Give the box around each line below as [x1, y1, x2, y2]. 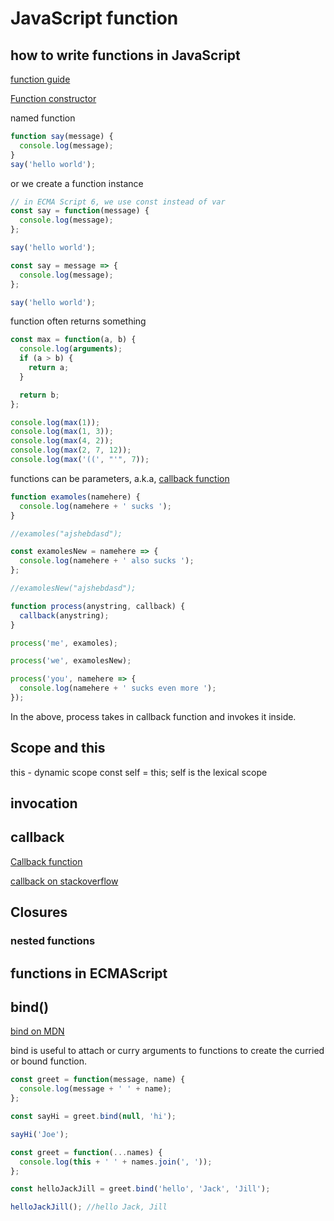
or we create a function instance [10, 177, 144, 189]
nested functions [10, 934, 96, 948]
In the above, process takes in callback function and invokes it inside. [10, 710, 297, 722]
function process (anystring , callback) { [10, 601, 186, 611]
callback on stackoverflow [10, 875, 119, 887]
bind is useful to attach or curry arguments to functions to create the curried [10, 1045, 325, 1057]
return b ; [19, 390, 60, 400]
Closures [10, 904, 68, 921]
